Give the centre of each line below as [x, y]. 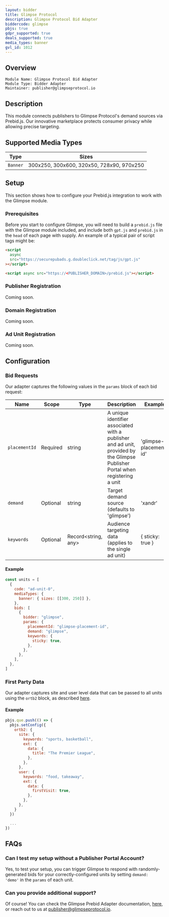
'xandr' [149, 503]
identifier [118, 419]
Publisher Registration [33, 286]
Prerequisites [22, 213]
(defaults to [121, 509]
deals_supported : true [29, 38]
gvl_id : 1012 [19, 47]
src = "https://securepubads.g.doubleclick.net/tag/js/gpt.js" [75, 259]
